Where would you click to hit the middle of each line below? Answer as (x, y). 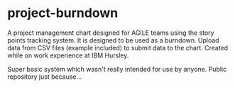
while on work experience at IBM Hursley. (68, 55)
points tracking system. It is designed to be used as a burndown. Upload (113, 40)
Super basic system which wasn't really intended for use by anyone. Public (117, 69)
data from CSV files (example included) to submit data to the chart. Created (118, 48)
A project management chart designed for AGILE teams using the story (111, 33)
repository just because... (45, 77)
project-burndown (63, 13)
